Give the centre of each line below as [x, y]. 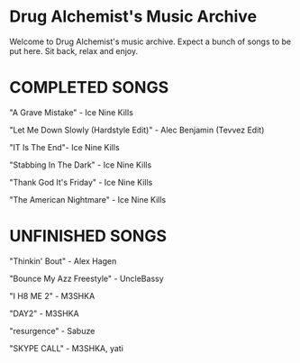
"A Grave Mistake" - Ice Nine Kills [71, 112]
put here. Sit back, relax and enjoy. [73, 50]
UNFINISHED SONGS [88, 236]
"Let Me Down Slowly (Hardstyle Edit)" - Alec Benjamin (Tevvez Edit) [137, 130]
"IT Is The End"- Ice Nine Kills [64, 147]
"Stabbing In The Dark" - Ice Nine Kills [81, 165]
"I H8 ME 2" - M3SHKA [52, 295]
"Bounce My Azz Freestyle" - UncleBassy [86, 278]
